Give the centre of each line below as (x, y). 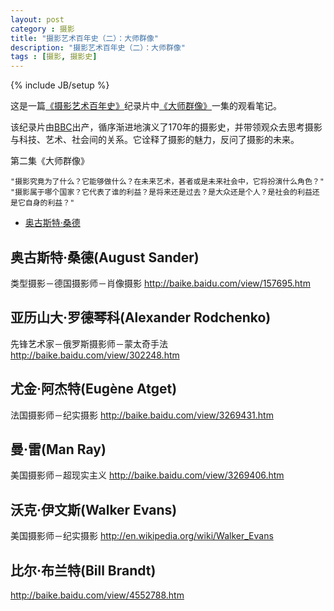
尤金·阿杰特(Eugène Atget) (94, 389)
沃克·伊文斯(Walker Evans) (94, 509)
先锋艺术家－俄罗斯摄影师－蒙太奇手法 (89, 343)
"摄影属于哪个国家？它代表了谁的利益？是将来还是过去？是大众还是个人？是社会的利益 (161, 192)
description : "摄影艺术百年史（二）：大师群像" (98, 47)
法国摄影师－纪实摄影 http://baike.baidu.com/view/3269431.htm (142, 415)
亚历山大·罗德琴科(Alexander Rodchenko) (141, 317)
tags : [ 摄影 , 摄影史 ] (54, 57)
